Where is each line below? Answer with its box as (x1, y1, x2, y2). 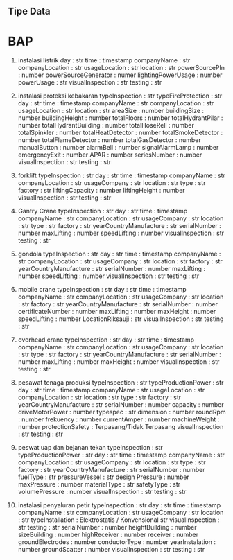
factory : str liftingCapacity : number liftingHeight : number (17, 186, 186, 195)
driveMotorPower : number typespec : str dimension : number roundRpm (17, 408, 226, 417)
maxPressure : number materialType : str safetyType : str (17, 480, 181, 489)
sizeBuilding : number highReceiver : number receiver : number (17, 530, 199, 539)
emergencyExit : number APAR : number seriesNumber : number (17, 150, 202, 159)
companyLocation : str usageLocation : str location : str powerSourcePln (17, 64, 225, 72)
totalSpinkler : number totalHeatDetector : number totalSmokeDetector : (17, 128, 223, 137)
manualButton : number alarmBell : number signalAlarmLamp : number (17, 143, 219, 152)
